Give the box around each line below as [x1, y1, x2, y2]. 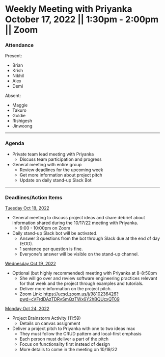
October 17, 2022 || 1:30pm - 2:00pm [5, 14, 159, 25]
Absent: [5, 93, 21, 99]
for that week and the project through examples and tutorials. [19, 280, 144, 286]
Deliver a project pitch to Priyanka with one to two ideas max [12, 326, 135, 331]
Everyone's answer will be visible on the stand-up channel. [19, 251, 139, 257]
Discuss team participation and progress [19, 156, 102, 162]
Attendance [5, 42, 34, 49]
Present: [5, 53, 22, 59]
